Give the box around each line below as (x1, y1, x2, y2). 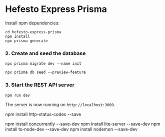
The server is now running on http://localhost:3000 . (5, 101, 115, 108)
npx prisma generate (5, 38, 48, 43)
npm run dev (5, 93, 30, 98)
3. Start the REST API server (5, 81, 75, 88)
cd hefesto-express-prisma (5, 29, 61, 34)
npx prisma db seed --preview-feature (5, 70, 86, 75)
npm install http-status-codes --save (5, 111, 81, 117)
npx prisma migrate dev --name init (5, 61, 81, 66)
